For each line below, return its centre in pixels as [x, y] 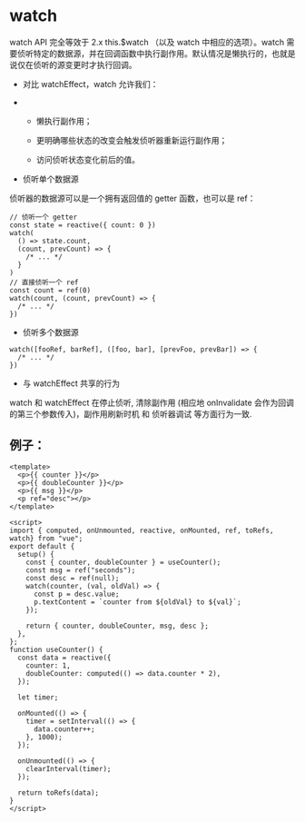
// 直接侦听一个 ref [44, 282]
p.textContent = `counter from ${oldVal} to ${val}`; [138, 602]
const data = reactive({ [64, 658]
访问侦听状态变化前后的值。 [88, 159]
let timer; [38, 697]
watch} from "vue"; [46, 538]
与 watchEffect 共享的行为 [71, 383]
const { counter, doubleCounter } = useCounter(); [123, 562]
